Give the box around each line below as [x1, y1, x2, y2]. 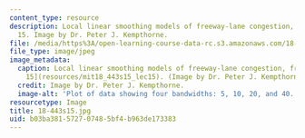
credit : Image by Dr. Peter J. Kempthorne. [17, 81, 184, 90]
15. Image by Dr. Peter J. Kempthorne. [17, 30, 169, 39]
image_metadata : [9, 55, 71, 64]
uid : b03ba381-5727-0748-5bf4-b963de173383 [9, 114, 177, 123]
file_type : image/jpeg [9, 47, 95, 56]
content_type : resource [9, 13, 100, 23]
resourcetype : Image [9, 97, 88, 107]
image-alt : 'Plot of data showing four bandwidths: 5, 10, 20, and [17, 89, 279, 98]
